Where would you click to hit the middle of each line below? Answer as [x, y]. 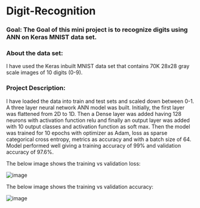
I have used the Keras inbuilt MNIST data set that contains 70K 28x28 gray [98, 66]
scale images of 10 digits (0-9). [44, 72]
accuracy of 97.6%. [30, 152]
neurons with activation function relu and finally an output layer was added [98, 120]
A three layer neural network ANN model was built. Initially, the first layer [96, 107]
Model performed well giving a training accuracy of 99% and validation [93, 145]
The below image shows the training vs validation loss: [73, 163]
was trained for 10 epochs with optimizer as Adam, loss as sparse [87, 133]
